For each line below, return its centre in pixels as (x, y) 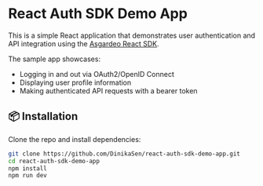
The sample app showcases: (54, 59)
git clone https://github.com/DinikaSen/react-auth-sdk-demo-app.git (124, 154)
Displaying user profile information (75, 82)
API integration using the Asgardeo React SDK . (84, 43)
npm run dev (27, 176)
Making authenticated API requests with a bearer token (108, 90)
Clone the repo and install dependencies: (75, 139)
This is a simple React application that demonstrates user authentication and (132, 35)
